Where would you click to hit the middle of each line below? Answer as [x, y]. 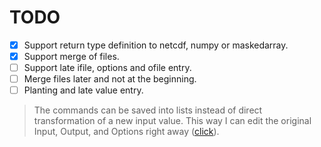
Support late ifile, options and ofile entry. [107, 68]
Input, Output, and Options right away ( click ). [126, 132]
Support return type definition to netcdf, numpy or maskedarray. [156, 45]
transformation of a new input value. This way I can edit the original [172, 121]
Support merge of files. [71, 56]
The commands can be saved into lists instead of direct [148, 110]
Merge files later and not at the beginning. [110, 79]
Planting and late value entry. [83, 90]
